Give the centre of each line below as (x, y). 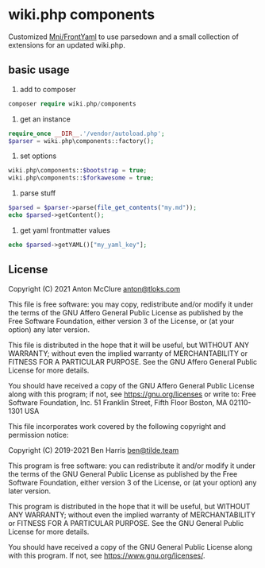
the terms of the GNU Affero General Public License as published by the (126, 312)
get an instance (45, 119)
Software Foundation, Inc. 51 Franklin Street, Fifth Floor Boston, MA (118, 402)
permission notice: (38, 435)
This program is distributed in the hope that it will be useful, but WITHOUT (129, 506)
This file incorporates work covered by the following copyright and (117, 426)
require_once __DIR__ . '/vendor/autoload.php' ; (86, 133)
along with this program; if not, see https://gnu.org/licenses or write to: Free (132, 394)
